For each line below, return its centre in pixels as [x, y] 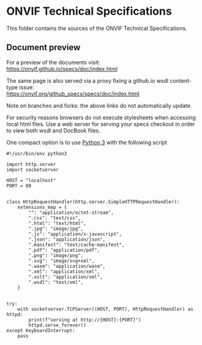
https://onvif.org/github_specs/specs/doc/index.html [73, 94]
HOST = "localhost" [31, 180]
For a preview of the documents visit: [53, 62]
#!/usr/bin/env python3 [37, 154]
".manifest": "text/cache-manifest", [76, 245]
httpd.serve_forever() [57, 325]
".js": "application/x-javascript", [75, 234]
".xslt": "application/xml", [66, 277]
